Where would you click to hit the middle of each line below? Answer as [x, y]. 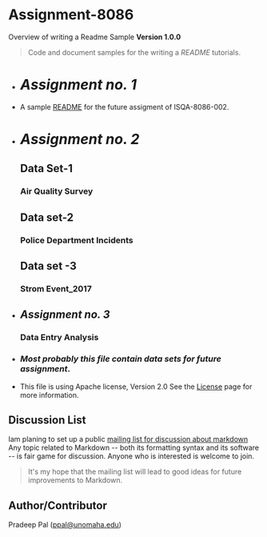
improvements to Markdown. [75, 480]
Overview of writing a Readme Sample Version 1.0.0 [95, 37]
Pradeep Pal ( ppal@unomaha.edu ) [65, 525]
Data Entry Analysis [59, 338]
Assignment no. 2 [80, 140]
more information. [49, 395]
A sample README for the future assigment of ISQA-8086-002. [124, 106]
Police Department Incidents [76, 240]
